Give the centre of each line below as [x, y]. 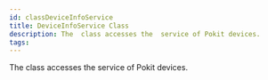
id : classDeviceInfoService [61, 17]
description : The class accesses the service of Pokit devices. [135, 34]
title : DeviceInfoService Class [69, 26]
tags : [19, 42]
